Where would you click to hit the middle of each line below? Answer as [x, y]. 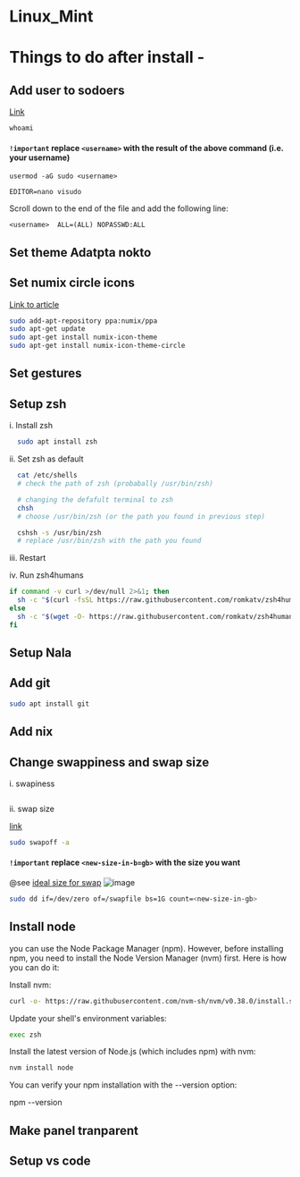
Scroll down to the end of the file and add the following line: [119, 208]
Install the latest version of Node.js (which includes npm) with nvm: [133, 1052]
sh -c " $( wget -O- [52, 616]
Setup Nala [41, 653]
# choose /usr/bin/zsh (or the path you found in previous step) [142, 516]
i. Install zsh [31, 426]
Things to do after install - [107, 58]
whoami [21, 128]
